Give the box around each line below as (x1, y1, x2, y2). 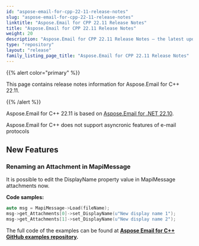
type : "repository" (6, 42, 54, 48)
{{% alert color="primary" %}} (6, 69, 81, 76)
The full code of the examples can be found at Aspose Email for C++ (6, 226, 175, 234)
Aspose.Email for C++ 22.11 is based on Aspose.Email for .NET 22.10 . (6, 110, 174, 117)
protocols (6, 127, 30, 135)
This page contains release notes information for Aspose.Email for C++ (6, 81, 179, 88)
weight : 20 (6, 31, 33, 37)
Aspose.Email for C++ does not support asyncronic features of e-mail (6, 121, 176, 128)
